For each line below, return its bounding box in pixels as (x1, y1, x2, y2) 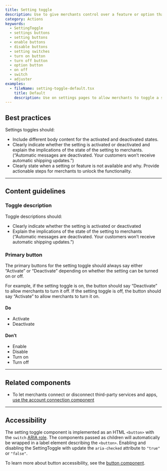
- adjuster (9, 77, 32, 82)
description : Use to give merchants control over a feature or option (5, 12, 155, 17)
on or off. (5, 273, 24, 279)
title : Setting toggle (5, 7, 52, 12)
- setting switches (9, 49, 50, 54)
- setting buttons (9, 35, 48, 40)
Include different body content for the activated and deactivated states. (12, 136, 159, 142)
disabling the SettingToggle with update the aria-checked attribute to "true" (5, 445, 161, 451)
